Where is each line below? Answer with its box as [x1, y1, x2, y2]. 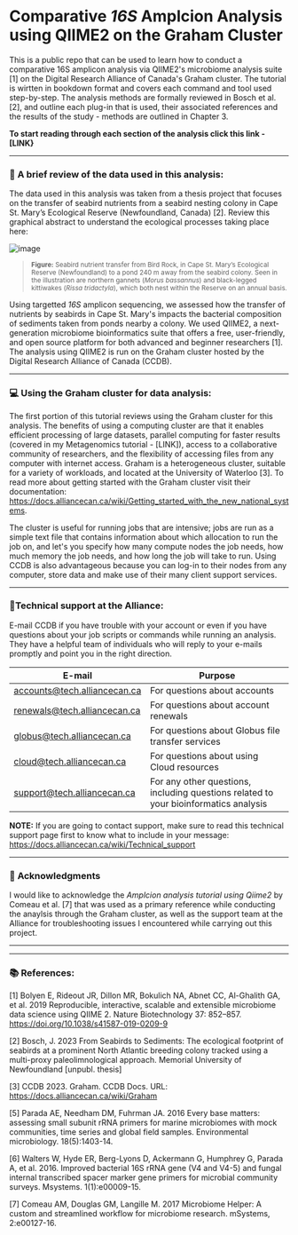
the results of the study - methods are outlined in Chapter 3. [9, 111, 229, 122]
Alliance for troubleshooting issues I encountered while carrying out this [9, 918, 272, 929]
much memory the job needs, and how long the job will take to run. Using [9, 550, 277, 561]
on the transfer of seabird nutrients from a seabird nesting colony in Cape [9, 198, 278, 209]
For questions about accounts [149, 684, 275, 696]
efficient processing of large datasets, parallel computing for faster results [9, 429, 281, 440]
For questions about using [149, 749, 259, 762]
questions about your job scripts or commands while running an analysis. [9, 629, 277, 640]
